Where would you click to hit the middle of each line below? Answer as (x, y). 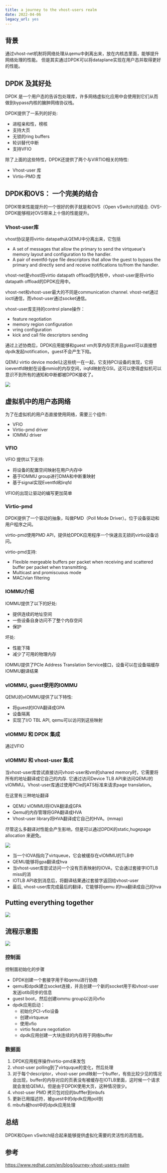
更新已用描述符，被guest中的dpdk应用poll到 (58, 1098)
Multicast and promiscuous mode (47, 572)
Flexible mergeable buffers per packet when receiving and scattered (83, 562)
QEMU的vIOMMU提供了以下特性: (39, 697)
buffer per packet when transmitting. (50, 567)
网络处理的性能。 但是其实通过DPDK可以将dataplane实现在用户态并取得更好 (83, 60)
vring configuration (32, 330)
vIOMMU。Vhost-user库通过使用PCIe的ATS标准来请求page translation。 (80, 785)
